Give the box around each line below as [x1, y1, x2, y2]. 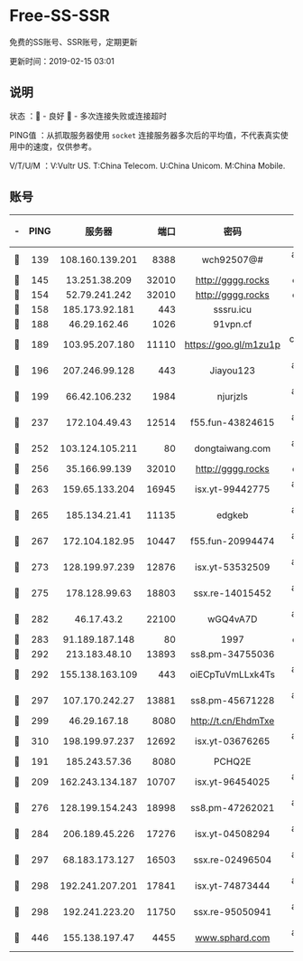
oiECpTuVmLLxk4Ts [189, 668, 275, 681]
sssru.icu [213, 303, 252, 316]
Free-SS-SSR [9, 5, 110, 26]
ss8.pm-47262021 [190, 801, 275, 814]
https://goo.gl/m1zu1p [184, 338, 281, 351]
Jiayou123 [209, 363, 255, 376]
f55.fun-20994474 [190, 534, 275, 547]
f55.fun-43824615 [190, 416, 275, 429]
